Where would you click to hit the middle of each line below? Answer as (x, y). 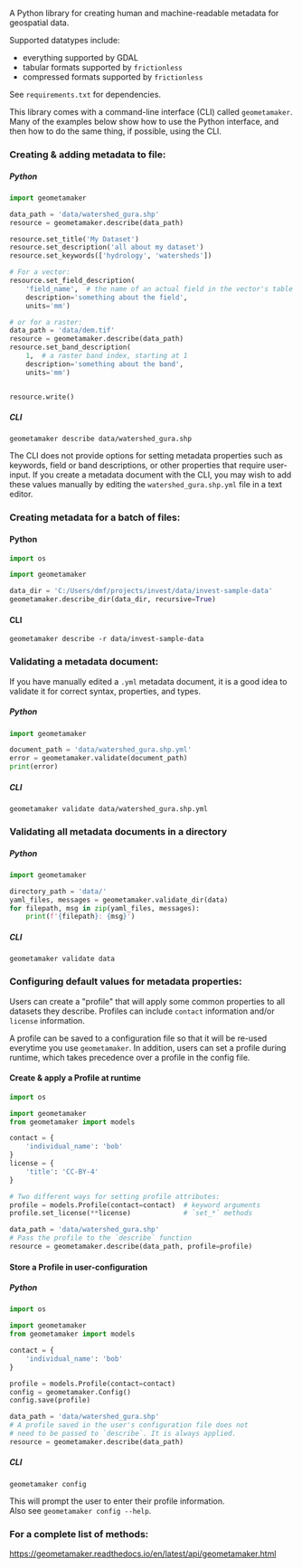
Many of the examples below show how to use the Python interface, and (144, 122)
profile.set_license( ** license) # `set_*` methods (131, 1214)
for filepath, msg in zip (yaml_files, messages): (105, 908)
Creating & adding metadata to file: (88, 155)
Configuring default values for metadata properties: (126, 982)
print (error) (34, 767)
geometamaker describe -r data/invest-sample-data (107, 639)
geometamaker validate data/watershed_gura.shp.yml (109, 809)
